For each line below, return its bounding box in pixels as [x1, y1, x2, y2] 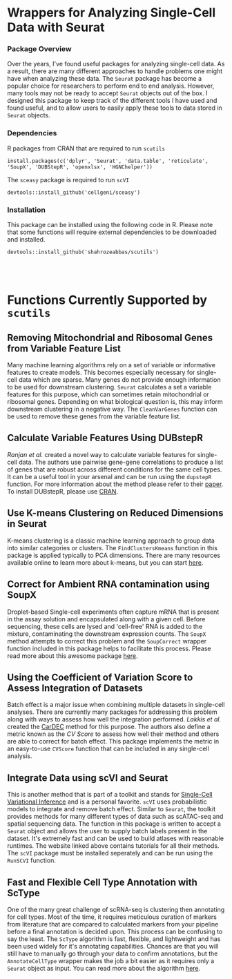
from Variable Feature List [7, 342, 121, 354]
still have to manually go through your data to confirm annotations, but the [7, 949, 218, 958]
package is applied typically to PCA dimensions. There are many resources [7, 551, 221, 559]
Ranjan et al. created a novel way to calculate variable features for [7, 450, 196, 458]
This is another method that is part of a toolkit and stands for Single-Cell [7, 791, 213, 799]
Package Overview [7, 44, 72, 54]
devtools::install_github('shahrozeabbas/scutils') [7, 249, 159, 256]
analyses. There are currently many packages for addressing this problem [7, 708, 217, 716]
